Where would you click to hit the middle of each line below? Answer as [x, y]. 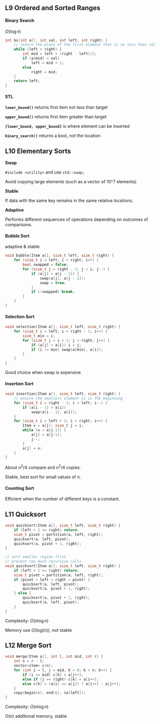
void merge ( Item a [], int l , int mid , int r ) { [54, 657]
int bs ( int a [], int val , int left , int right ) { [56, 40]
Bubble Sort [17, 235]
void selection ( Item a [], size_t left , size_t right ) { [63, 327]
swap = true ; [53, 283]
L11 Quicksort [26, 514]
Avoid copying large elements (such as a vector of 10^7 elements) [71, 182]
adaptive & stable [22, 247]
